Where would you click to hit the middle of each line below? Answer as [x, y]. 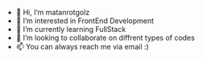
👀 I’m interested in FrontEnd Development [85, 21]
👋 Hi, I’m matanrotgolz [53, 12]
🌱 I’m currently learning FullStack [71, 29]
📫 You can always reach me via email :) [82, 47]
